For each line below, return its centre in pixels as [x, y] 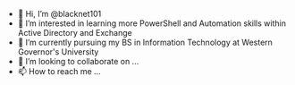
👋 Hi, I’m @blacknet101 [59, 14]
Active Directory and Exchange [75, 33]
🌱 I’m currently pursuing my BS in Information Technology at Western [145, 42]
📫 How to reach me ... [59, 71]
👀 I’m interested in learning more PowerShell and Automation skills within [152, 23]
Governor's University [58, 52]
